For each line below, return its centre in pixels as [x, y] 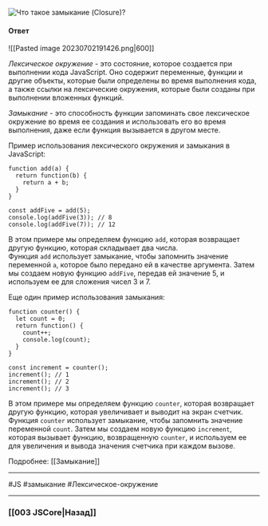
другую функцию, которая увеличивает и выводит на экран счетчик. [126, 412]
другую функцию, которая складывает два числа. [93, 248]
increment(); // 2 [39, 382]
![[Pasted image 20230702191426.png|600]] [81, 49]
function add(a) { [39, 169]
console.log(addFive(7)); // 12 [62, 225]
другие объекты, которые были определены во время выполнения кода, [132, 81]
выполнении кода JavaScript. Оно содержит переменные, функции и [126, 73]
